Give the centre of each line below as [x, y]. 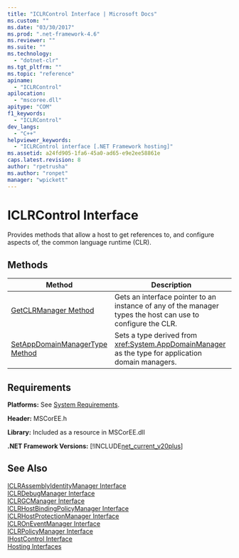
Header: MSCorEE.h [37, 419]
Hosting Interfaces [34, 546]
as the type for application [159, 353]
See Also [27, 468]
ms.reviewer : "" [31, 41]
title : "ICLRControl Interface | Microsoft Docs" [83, 14]
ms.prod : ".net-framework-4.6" [54, 34]
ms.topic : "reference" [41, 73]
